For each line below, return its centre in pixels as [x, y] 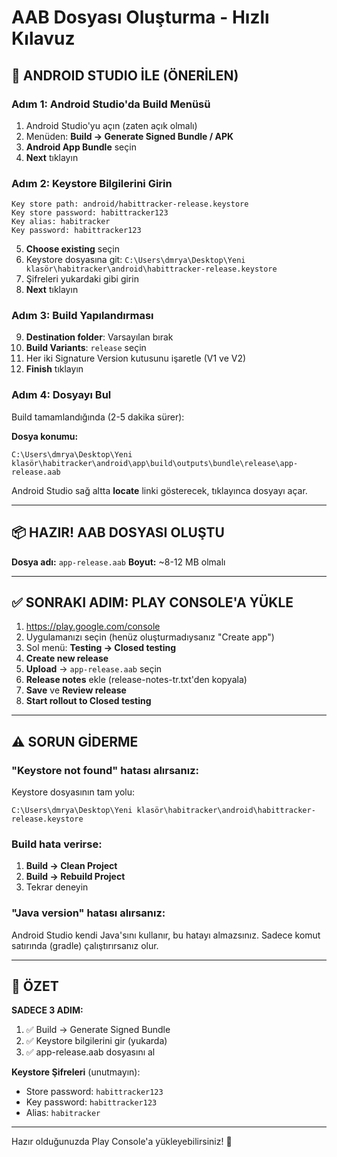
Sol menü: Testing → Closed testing [101, 648]
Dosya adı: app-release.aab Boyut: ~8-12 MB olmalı [118, 562]
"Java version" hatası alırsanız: [88, 913]
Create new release [67, 658]
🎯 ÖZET [35, 986]
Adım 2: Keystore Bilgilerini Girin [92, 183]
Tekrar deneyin [57, 887]
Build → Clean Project [71, 866]
